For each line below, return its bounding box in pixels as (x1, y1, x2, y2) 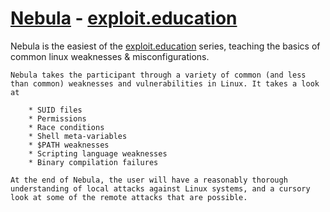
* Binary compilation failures (28, 157, 159, 167)
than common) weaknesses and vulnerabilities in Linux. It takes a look (10, 78, 320, 89)
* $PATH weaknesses (28, 140, 110, 150)
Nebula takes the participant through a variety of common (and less (10, 70, 307, 80)
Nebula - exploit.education (10, 7, 238, 30)
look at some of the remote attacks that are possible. (10, 192, 248, 202)
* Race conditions (28, 122, 105, 132)
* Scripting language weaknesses (28, 148, 168, 159)
